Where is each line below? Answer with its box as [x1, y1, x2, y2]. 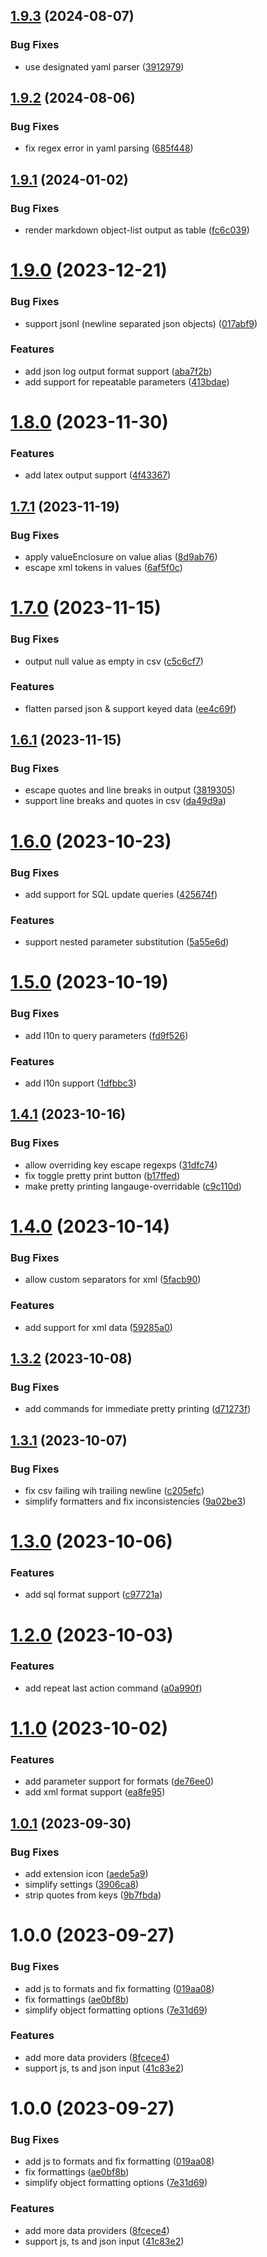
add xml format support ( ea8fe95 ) [24, 1786, 166, 1798]
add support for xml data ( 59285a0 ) [24, 1321, 173, 1333]
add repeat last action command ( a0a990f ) [24, 1682, 203, 1694]
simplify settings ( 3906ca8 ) [24, 1879, 140, 1891]
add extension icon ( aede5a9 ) [24, 1868, 149, 1880]
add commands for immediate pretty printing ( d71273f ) [24, 1403, 252, 1415]
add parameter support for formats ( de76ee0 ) [24, 1775, 215, 1788]
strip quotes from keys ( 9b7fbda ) [24, 1889, 162, 1901]
